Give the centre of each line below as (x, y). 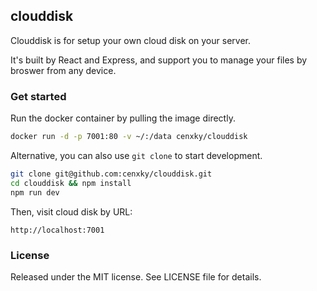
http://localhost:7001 (57, 230)
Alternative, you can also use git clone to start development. (136, 155)
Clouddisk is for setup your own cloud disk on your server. (130, 40)
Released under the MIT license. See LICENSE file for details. (136, 276)
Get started (38, 96)
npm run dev (35, 192)
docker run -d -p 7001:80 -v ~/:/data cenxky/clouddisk (129, 137)
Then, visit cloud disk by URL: (71, 211)
